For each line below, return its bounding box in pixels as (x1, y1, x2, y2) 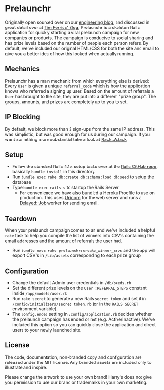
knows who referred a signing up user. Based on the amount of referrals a (5, 88, 154, 94)
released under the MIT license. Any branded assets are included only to (5, 359, 152, 365)
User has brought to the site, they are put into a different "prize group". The (5, 93, 156, 99)
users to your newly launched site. (12, 327, 82, 333)
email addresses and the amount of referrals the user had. (5, 238, 122, 244)
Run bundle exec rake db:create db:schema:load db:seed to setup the (12, 174, 154, 180)
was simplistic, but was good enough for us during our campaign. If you (5, 131, 150, 137)
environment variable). (12, 306, 58, 312)
